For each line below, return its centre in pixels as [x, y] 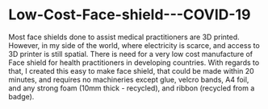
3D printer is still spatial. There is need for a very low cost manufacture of [131, 54]
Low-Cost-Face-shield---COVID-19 [130, 15]
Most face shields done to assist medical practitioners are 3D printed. [124, 37]
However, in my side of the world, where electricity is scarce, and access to [134, 45]
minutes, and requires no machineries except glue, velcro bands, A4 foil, [129, 79]
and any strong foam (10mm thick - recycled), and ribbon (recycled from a [132, 88]
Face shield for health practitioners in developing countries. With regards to [134, 63]
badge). [21, 96]
